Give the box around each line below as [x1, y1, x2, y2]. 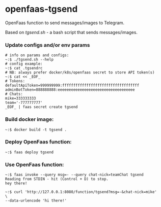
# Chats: [5, 92, 23, 97]
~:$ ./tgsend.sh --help [5, 57, 54, 62]
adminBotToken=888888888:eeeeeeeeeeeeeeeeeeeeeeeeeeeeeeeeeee [5, 87, 135, 92]
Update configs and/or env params [5, 41, 90, 48]
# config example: [5, 62, 43, 67]
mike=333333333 [5, 96, 36, 101]
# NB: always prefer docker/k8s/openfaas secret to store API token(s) [5, 70, 155, 75]
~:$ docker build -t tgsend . [5, 127, 67, 132]
